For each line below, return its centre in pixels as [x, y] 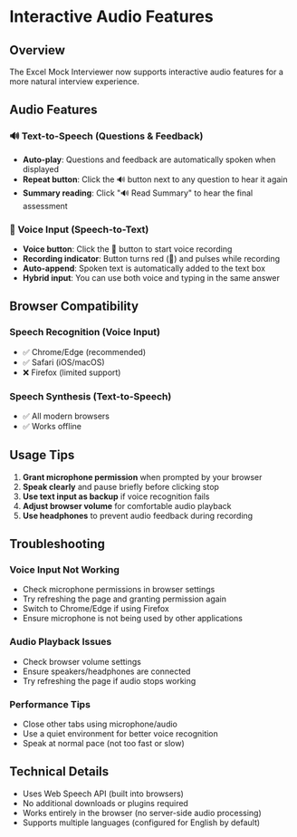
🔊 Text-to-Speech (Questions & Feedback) [106, 136]
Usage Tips [42, 455]
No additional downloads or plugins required [105, 803]
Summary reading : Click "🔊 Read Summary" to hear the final [138, 193]
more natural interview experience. [75, 82]
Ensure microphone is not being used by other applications [132, 619]
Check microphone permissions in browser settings [119, 590]
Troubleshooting [57, 544]
